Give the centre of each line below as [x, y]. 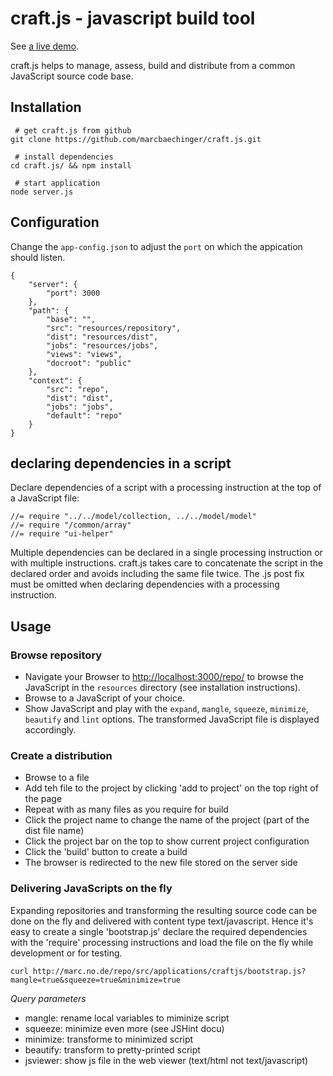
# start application [57, 183]
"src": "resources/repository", [114, 328]
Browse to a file [57, 778]
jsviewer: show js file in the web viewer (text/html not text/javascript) [166, 1060]
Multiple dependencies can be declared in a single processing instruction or [166, 553]
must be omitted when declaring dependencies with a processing [145, 584]
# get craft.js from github [73, 130]
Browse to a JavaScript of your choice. [105, 698]
